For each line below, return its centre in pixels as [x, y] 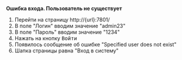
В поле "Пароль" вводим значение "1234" [67, 32]
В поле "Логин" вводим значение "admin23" [70, 26]
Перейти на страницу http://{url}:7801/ [62, 20]
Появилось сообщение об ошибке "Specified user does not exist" [95, 44]
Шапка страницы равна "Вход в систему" [66, 51]
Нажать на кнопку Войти [46, 38]
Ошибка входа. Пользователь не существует [64, 8]
